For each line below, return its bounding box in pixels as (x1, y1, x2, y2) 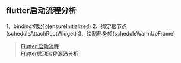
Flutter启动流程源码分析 (20, 50, 79, 57)
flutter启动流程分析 (6, 5, 77, 16)
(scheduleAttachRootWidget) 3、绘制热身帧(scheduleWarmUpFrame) (6, 30, 176, 37)
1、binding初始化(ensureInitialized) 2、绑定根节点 (6, 23, 128, 30)
